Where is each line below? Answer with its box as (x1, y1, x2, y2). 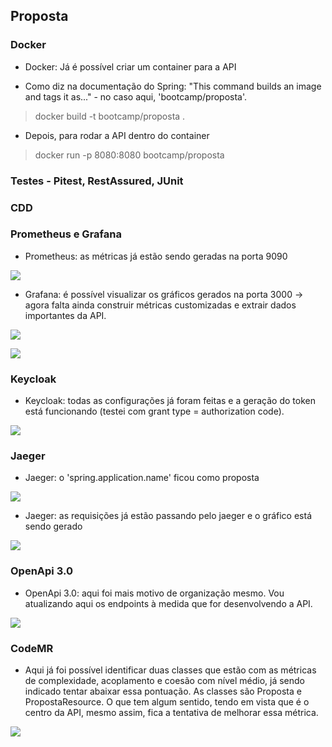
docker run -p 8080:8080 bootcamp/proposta (34, 149, 225, 161)
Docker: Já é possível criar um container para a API (24, 60, 237, 73)
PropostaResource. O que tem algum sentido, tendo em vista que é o (24, 696, 310, 708)
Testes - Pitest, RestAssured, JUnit (10, 174, 184, 188)
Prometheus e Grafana (10, 227, 122, 241)
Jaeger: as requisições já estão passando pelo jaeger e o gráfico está (24, 510, 313, 522)
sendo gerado (24, 520, 83, 533)
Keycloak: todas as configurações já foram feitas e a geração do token (24, 395, 316, 407)
